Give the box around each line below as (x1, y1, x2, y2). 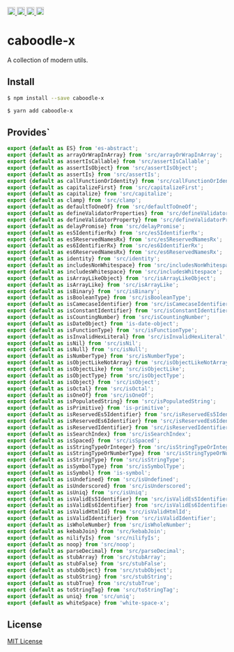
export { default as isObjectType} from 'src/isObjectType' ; (7, 372, 186, 379)
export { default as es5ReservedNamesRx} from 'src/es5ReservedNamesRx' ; (7, 236, 223, 243)
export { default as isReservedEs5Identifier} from (7, 411, 157, 418)
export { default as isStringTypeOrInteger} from (7, 443, 151, 450)
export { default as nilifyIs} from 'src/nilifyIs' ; (7, 534, 160, 541)
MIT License (7, 637, 43, 646)
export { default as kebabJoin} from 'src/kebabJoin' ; (7, 528, 167, 535)
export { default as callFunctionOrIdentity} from (7, 177, 155, 184)
